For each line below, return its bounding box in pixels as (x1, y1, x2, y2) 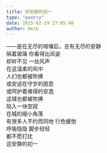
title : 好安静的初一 (6, 8, 52, 15)
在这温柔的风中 (6, 65, 43, 73)
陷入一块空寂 (6, 103, 38, 110)
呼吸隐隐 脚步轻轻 (6, 125, 50, 133)
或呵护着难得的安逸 (6, 88, 54, 95)
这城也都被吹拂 (6, 95, 43, 103)
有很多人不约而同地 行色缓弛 (6, 118, 76, 125)
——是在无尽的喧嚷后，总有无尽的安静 (6, 43, 101, 50)
